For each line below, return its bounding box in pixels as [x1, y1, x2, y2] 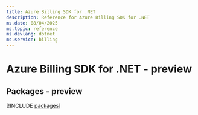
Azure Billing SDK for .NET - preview [6, 62, 192, 76]
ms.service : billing [6, 37, 59, 43]
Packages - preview [6, 86, 83, 96]
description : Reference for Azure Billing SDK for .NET [6, 14, 150, 20]
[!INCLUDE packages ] [6, 102, 61, 109]
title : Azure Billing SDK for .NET [6, 8, 96, 15]
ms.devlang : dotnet [6, 31, 56, 37]
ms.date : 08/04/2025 [6, 20, 59, 26]
